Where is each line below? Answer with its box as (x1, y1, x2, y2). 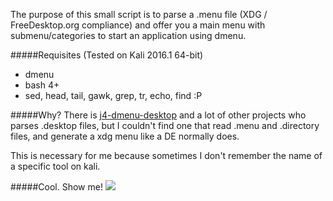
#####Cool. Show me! (10, 181, 103, 193)
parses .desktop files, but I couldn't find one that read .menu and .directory (10, 120, 320, 131)
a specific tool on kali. (10, 160, 101, 172)
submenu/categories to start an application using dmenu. (10, 30, 247, 41)
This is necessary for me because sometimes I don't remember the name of (10, 150, 323, 161)
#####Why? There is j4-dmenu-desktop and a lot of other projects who (10, 109, 307, 121)
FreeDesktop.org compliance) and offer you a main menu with (10, 19, 266, 31)
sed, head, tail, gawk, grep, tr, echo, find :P (24, 90, 203, 101)
